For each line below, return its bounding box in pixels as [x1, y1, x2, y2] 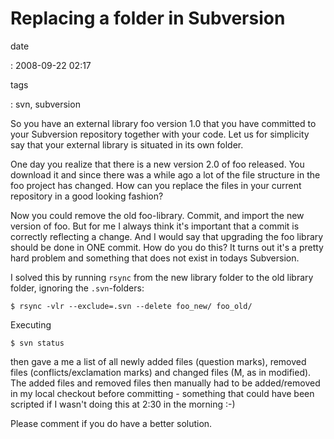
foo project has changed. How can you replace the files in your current [10, 179, 302, 191]
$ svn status [10, 338, 65, 348]
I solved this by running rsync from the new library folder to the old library [10, 271, 314, 283]
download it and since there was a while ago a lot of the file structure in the [10, 168, 321, 181]
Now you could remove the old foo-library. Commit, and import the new [10, 209, 305, 221]
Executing [10, 318, 52, 331]
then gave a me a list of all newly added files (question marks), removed [10, 355, 307, 367]
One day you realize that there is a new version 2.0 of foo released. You [10, 158, 305, 170]
